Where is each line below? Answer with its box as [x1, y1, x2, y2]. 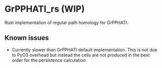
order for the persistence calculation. [11, 57, 87, 63]
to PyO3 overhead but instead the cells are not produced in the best [11, 52, 150, 58]
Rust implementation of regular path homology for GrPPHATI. [4, 20, 129, 25]
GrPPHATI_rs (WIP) [4, 3, 85, 15]
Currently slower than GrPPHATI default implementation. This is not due [11, 46, 158, 52]
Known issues [4, 34, 49, 42]
